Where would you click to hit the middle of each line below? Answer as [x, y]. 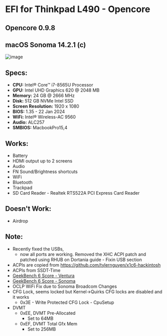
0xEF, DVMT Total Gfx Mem [49, 323]
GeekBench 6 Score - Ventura [43, 276]
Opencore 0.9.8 [30, 28]
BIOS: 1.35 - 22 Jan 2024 [39, 112]
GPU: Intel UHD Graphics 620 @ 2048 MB [56, 90]
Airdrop [20, 221]
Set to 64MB [40, 318]
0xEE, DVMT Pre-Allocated [48, 313]
